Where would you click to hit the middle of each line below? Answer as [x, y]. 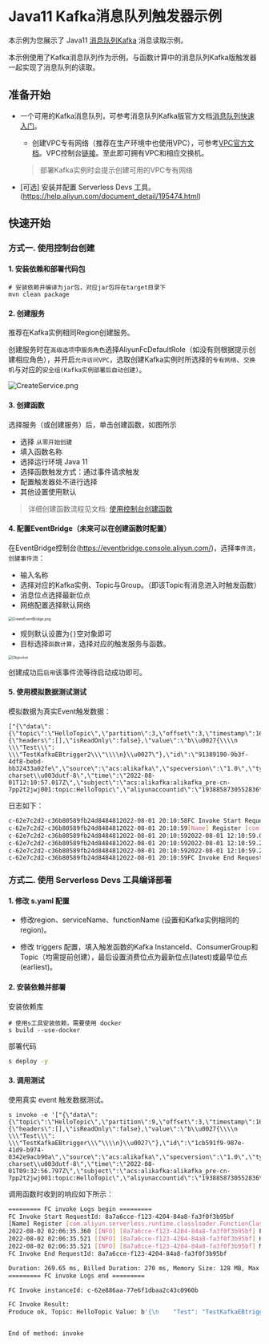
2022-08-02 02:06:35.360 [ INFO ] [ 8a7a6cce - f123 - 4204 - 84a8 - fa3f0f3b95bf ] [132, 1232]
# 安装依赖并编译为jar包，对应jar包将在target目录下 [87, 288]
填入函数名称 [41, 451]
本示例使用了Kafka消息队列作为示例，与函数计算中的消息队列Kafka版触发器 [132, 57]
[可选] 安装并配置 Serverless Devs [76, 187]
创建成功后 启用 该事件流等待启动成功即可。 [77, 672]
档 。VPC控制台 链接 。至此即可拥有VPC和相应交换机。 [120, 152]
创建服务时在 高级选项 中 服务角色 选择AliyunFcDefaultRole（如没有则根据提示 [129, 350]
